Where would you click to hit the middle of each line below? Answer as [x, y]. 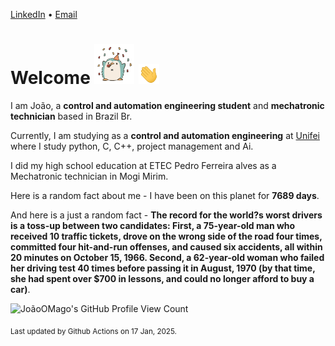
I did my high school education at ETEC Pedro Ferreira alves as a [143, 165]
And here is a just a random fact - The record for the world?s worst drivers [166, 215]
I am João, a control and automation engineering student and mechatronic [167, 105]
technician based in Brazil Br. [71, 116]
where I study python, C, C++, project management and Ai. [132, 146]
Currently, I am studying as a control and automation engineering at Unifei [165, 135]
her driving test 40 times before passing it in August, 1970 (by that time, [163, 268]
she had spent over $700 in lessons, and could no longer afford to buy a [162, 278]
